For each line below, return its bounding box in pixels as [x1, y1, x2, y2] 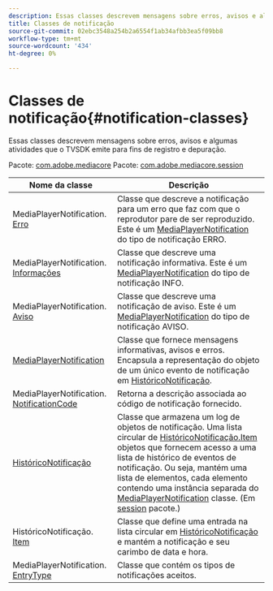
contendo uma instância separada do [117, 482, 259, 494]
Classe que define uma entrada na [117, 516, 249, 527]
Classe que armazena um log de [117, 411, 240, 422]
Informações [12, 267, 61, 278]
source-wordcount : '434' [8, 42, 93, 50]
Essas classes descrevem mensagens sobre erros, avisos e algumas [8, 136, 238, 145]
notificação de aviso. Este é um [117, 300, 236, 312]
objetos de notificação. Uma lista [117, 421, 242, 433]
